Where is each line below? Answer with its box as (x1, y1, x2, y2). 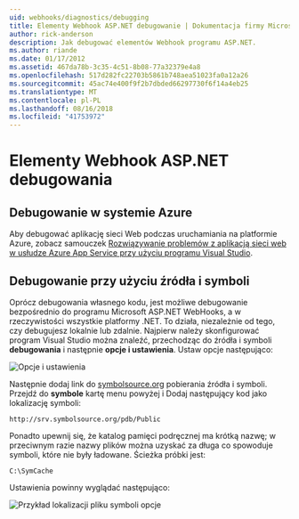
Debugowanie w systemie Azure (9, 205, 193, 220)
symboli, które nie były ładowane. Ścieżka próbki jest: (9, 449, 206, 459)
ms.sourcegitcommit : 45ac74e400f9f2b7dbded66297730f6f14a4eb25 (9, 79, 249, 88)
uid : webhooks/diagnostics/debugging (9, 12, 149, 22)
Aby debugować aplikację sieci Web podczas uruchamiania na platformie (9, 229, 278, 239)
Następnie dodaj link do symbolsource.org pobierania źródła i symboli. (9, 378, 268, 389)
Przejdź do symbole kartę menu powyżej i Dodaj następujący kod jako (9, 388, 268, 399)
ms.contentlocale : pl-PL (9, 95, 101, 105)
